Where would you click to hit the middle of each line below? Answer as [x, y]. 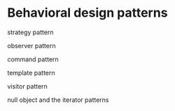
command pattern [33, 59]
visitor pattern [27, 86]
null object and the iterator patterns [58, 100]
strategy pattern [30, 32]
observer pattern [31, 45]
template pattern [31, 73]
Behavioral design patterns [87, 13]
